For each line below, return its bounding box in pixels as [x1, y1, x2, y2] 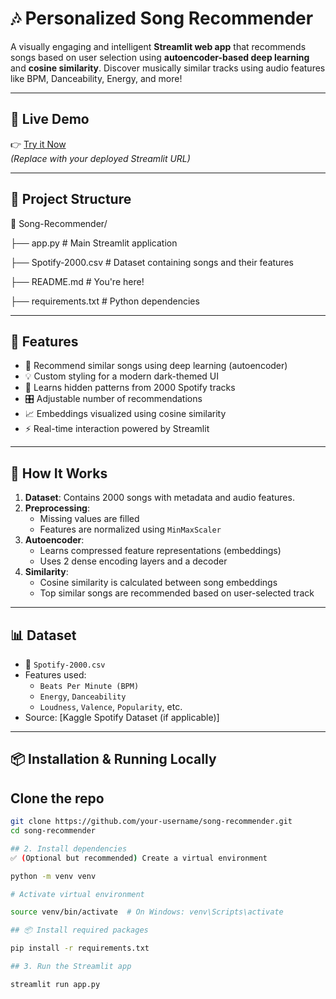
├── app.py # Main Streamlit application [10, 237, 178, 249]
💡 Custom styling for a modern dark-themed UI [24, 370, 220, 382]
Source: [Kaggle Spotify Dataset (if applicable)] [24, 712, 220, 723]
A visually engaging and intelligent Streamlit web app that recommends [10, 40, 307, 52]
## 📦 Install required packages [10, 925, 149, 936]
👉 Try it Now [10, 138, 67, 150]
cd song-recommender [10, 826, 97, 836]
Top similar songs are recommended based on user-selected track [39, 587, 315, 599]
